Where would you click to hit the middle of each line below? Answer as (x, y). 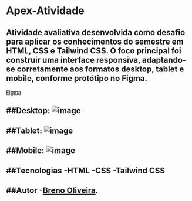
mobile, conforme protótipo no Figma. (77, 78)
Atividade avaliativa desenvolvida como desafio (96, 33)
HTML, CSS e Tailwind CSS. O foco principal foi (94, 51)
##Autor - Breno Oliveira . (52, 190)
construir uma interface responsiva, (73, 60)
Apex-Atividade (46, 11)
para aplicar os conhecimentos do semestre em (95, 41)
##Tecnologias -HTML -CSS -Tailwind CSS (86, 170)
